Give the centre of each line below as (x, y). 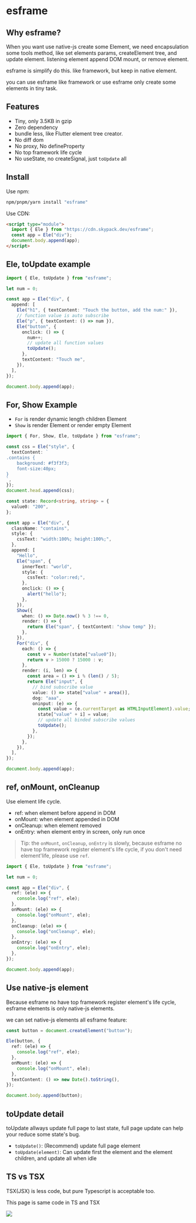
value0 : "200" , (30, 507)
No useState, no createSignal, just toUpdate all (70, 158)
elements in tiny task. (32, 88)
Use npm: (18, 191)
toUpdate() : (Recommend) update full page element (77, 1146)
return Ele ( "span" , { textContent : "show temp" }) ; (92, 627)
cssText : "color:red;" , (56, 578)
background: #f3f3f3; (43, 463)
